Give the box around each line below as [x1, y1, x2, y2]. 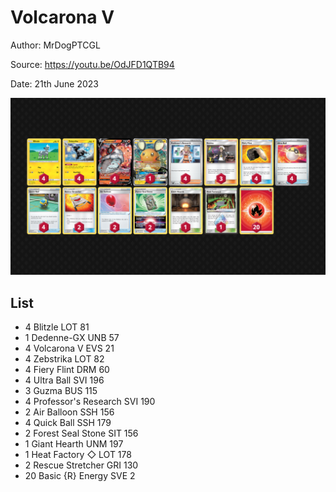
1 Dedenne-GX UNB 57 [24, 332, 120, 344]
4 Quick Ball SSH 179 [24, 417, 112, 429]
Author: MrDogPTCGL [10, 39, 101, 51]
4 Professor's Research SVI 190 [24, 396, 156, 408]
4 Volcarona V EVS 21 [24, 342, 115, 355]
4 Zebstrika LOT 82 [24, 353, 105, 365]
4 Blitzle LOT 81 [24, 321, 90, 333]
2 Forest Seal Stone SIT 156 [24, 427, 139, 440]
